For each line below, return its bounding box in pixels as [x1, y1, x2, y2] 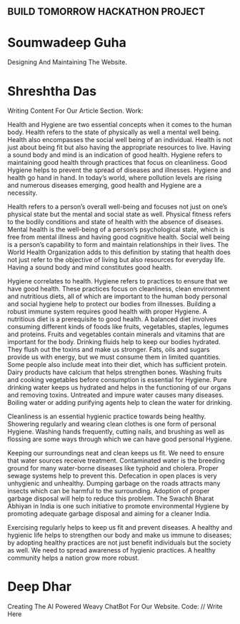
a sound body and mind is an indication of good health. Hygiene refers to [7, 151, 223, 159]
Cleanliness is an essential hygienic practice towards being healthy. [7, 412, 206, 421]
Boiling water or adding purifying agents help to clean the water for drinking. [7, 398, 232, 407]
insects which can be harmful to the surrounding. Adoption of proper [7, 487, 210, 495]
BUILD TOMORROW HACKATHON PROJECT [7, 6, 206, 18]
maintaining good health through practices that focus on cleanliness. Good [7, 158, 227, 167]
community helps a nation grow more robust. [7, 553, 139, 563]
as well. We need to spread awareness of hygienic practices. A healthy [7, 546, 216, 555]
